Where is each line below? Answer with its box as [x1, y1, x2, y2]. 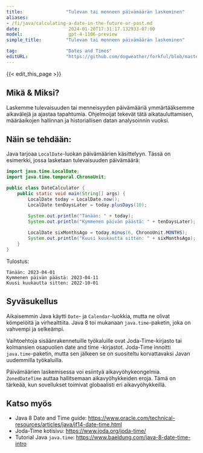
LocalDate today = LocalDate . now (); [28, 196, 120, 202]
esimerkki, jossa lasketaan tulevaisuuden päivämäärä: [6, 157, 140, 164]
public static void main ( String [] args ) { [17, 191, 126, 197]
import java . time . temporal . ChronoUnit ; [6, 174, 107, 180]
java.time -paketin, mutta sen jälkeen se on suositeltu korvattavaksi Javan [6, 349, 190, 357]
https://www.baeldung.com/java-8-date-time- [76, 434, 191, 441]
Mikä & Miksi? [6, 88, 60, 98]
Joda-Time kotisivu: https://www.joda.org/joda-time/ [14, 428, 146, 435]
